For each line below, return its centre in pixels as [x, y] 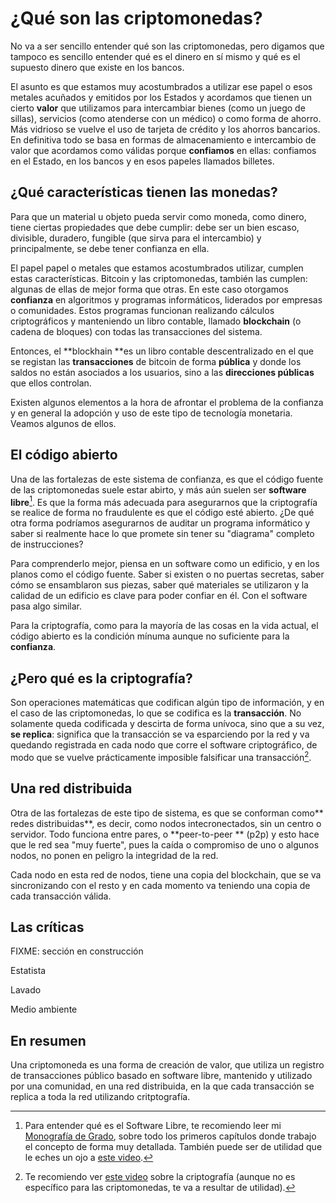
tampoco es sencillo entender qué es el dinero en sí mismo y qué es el [155, 56]
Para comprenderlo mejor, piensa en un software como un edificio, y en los [165, 564]
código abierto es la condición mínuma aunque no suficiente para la [150, 636]
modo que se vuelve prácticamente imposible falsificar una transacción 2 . [161, 756]
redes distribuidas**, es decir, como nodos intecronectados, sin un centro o [166, 823]
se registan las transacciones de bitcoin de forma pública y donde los [156, 361]
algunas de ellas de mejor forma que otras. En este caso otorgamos [149, 289]
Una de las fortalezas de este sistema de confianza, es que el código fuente [167, 479]
